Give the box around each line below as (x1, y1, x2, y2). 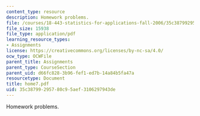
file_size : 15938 (6, 25, 49, 32)
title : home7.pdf (6, 81, 49, 87)
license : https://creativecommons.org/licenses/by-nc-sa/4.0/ (6, 48, 164, 54)
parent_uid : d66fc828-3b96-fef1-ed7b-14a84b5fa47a (6, 70, 135, 76)
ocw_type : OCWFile (6, 53, 52, 59)
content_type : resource (6, 8, 65, 15)
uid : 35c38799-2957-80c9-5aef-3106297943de (6, 87, 116, 93)
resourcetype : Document (6, 75, 65, 81)
